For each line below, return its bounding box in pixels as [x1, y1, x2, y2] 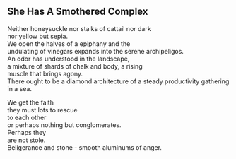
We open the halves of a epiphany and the [7, 39, 131, 48]
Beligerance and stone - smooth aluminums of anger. [7, 143, 163, 151]
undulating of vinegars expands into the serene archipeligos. [7, 47, 184, 55]
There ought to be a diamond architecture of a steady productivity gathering [7, 77, 230, 86]
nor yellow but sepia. [7, 32, 69, 40]
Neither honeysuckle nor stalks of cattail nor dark [7, 24, 151, 33]
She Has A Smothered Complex [7, 6, 148, 18]
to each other [7, 113, 47, 122]
